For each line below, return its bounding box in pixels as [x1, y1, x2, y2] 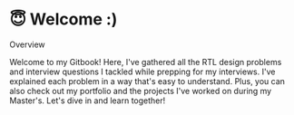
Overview [9, 39, 45, 50]
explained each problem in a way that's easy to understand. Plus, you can [9, 75, 286, 86]
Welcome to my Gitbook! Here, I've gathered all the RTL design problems [9, 56, 282, 67]
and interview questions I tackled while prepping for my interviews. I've [9, 66, 276, 77]
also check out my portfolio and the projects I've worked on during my [9, 85, 272, 96]
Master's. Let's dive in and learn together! [9, 95, 166, 106]
